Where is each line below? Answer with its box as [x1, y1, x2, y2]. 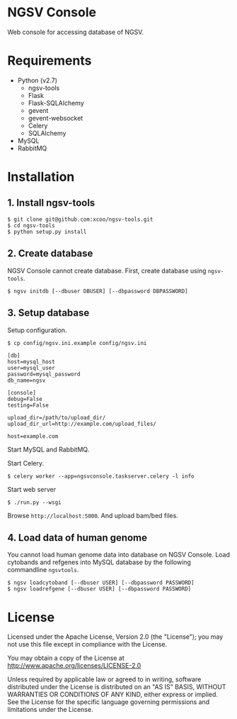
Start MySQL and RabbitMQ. [7, 445, 90, 454]
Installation [7, 169, 75, 185]
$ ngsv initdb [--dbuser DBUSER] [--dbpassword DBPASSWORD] [7, 287, 189, 295]
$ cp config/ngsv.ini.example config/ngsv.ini [7, 339, 147, 346]
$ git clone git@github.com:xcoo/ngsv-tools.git [7, 216, 154, 223]
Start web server [7, 485, 57, 493]
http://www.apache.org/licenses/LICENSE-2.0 [7, 662, 141, 670]
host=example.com [7, 432, 59, 440]
